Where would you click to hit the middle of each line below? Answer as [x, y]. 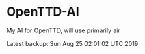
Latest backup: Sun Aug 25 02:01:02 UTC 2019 [72, 43]
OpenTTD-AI [43, 12]
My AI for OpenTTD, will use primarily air [63, 30]
